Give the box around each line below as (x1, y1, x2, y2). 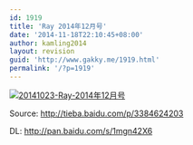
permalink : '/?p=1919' (9, 64, 95, 73)
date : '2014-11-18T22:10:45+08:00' (9, 30, 144, 39)
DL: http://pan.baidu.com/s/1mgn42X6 (9, 125, 153, 136)
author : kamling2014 (9, 38, 88, 48)
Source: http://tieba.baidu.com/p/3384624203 (9, 108, 184, 119)
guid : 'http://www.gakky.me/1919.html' (9, 55, 160, 64)
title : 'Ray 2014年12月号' (9, 22, 107, 31)
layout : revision (9, 47, 75, 56)
